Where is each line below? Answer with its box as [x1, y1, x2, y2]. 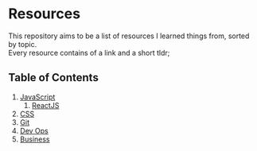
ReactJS [31, 100, 60, 110]
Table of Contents [8, 71, 99, 84]
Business [19, 134, 50, 144]
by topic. [8, 39, 37, 48]
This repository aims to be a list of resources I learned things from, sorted [8, 31, 250, 41]
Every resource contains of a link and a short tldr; [8, 48, 170, 57]
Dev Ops [19, 126, 49, 135]
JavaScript [19, 92, 56, 102]
